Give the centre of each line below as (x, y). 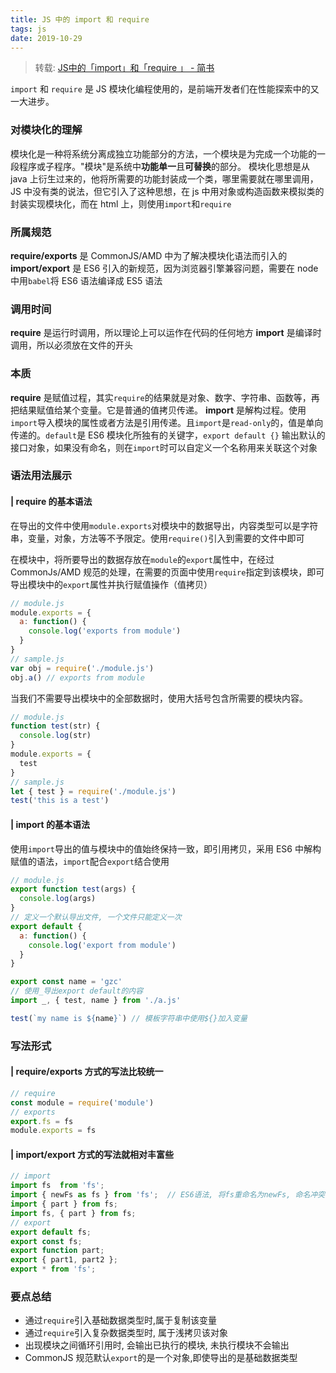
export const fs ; (46, 1241)
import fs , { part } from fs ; (73, 1213)
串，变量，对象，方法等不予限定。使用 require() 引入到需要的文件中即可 (157, 538)
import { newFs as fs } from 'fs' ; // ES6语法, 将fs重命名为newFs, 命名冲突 (168, 1195)
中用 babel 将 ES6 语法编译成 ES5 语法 (86, 280)
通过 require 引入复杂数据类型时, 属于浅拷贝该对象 (126, 1333)
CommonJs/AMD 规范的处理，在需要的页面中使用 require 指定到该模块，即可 (167, 572)
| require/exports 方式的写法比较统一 (87, 1072)
